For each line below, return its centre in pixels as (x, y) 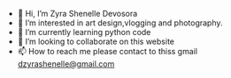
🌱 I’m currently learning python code (84, 32)
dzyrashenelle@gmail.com (66, 64)
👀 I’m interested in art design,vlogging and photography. (120, 23)
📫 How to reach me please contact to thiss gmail (107, 51)
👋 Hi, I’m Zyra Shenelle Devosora (77, 14)
